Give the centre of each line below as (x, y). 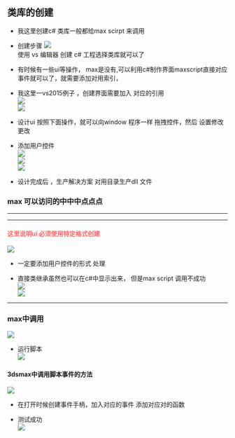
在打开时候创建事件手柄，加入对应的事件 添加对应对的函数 (101, 404)
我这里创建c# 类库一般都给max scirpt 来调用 (81, 31)
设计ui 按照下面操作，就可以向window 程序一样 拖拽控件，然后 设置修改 (120, 122)
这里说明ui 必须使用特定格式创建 (54, 233)
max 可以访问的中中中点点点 (55, 201)
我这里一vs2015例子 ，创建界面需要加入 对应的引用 (91, 93)
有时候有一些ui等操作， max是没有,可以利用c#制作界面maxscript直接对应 (122, 69)
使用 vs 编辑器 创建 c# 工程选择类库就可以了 (81, 54)
